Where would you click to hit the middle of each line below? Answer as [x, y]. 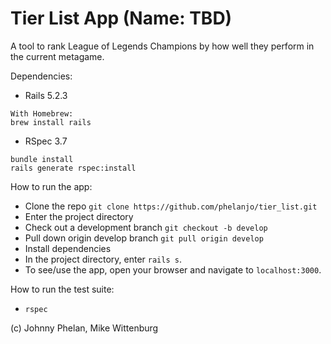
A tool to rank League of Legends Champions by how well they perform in [162, 46]
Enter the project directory [79, 216]
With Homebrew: [42, 113]
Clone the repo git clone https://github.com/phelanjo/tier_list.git [171, 206]
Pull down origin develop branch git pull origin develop [144, 238]
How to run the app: [51, 186]
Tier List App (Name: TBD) [121, 18]
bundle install [42, 159]
